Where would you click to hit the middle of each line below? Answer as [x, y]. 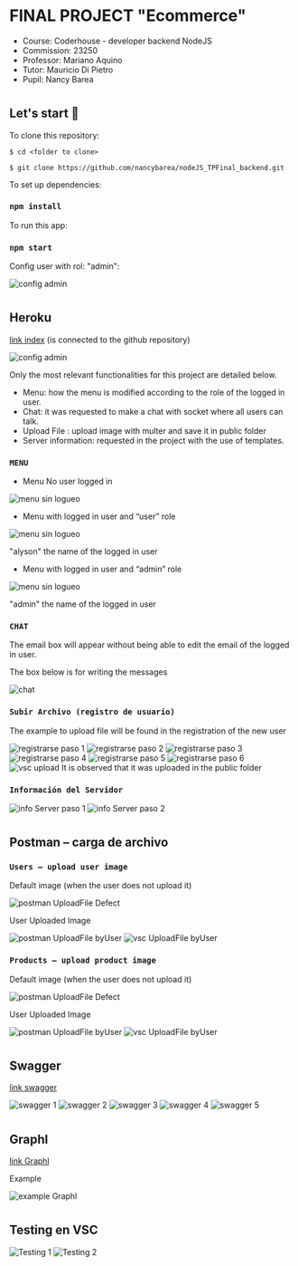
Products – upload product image [83, 960]
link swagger [33, 1088]
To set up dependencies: [56, 184]
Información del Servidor [66, 790]
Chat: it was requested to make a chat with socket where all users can [153, 411]
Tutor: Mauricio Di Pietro [68, 70]
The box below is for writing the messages [88, 672]
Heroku [31, 318]
